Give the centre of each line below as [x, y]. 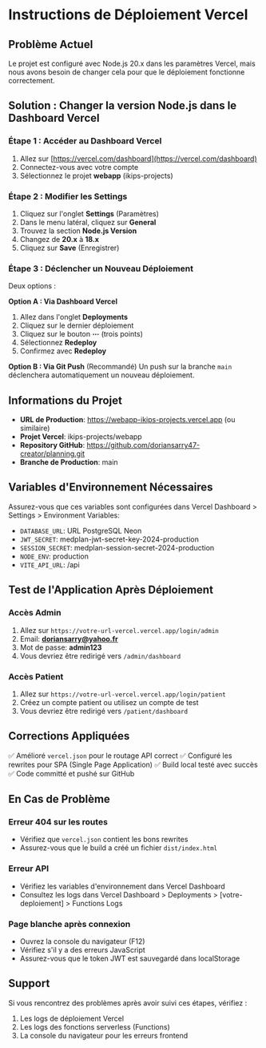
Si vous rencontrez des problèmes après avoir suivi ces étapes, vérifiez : [128, 1002]
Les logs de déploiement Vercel [72, 1018]
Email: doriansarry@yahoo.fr [69, 639]
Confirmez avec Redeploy [63, 351]
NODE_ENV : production [54, 556]
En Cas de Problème [59, 799]
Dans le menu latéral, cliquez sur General [88, 222]
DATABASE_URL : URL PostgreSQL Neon [81, 530]
